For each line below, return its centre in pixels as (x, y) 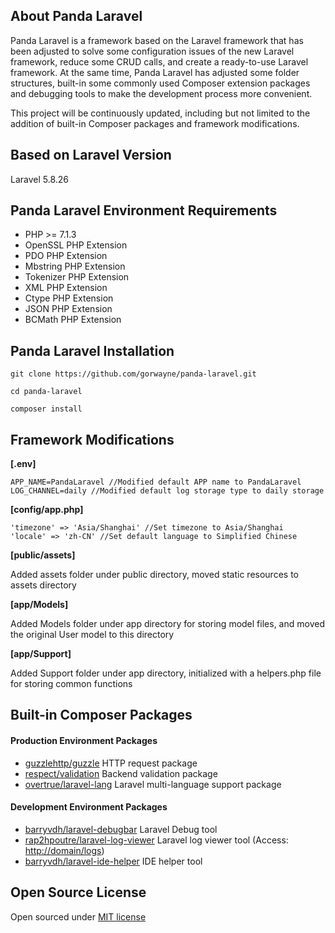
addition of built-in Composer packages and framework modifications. (155, 123)
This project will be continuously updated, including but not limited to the (160, 113)
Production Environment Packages (84, 741)
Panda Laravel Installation (92, 350)
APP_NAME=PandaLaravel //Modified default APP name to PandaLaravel (156, 482)
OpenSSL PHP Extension (76, 245)
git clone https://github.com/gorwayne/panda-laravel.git (133, 374)
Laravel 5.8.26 (40, 179)
